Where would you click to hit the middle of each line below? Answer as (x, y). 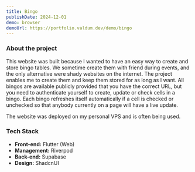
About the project (32, 49)
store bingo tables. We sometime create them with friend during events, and (98, 68)
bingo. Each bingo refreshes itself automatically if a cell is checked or (90, 99)
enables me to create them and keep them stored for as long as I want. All (95, 80)
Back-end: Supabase (40, 157)
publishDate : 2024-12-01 (36, 17)
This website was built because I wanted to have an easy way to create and (97, 61)
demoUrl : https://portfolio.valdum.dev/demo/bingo (69, 28)
